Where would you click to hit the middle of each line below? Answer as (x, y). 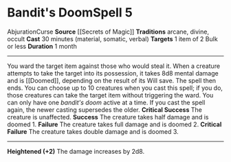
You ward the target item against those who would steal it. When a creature (114, 66)
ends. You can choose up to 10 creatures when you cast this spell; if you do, (115, 88)
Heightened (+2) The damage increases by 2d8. (76, 151)
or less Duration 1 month (42, 46)
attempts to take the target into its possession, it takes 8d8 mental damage (113, 73)
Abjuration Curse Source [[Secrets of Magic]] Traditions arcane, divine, (108, 32)
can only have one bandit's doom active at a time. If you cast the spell (106, 102)
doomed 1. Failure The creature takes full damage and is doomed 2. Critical (114, 124)
